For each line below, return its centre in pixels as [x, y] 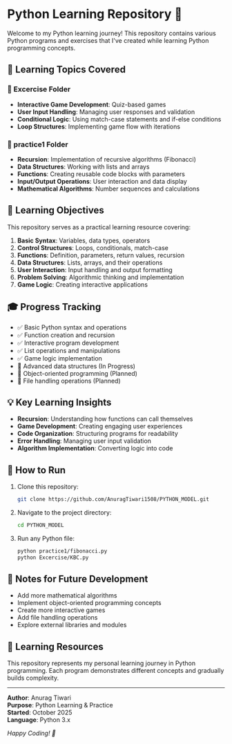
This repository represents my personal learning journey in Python [101, 663]
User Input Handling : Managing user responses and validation [106, 112]
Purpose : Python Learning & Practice [60, 705]
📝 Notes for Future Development [78, 579]
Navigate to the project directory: [64, 513]
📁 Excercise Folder [39, 89]
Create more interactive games [61, 610]
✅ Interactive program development [68, 343]
